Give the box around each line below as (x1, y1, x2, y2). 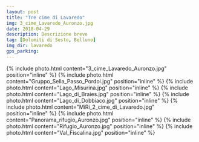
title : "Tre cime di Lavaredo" (6, 15, 85, 21)
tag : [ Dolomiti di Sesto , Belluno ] (6, 37, 96, 43)
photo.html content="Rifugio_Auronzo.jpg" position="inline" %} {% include (6, 122, 193, 130)
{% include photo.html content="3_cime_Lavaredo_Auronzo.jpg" (6, 65, 168, 72)
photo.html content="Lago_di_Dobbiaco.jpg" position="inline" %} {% (6, 97, 178, 104)
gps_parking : (6, 48, 39, 54)
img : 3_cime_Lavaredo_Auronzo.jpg (6, 20, 94, 26)
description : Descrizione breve (6, 31, 88, 37)
